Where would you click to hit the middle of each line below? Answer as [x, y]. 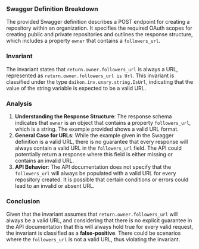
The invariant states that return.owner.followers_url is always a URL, [92, 69]
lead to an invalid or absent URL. [55, 185]
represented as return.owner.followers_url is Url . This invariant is [90, 75]
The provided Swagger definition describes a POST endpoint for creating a [98, 22]
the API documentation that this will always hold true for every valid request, [100, 227]
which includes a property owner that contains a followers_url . [83, 41]
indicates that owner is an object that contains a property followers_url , [103, 122]
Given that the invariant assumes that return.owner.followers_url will [92, 214]
